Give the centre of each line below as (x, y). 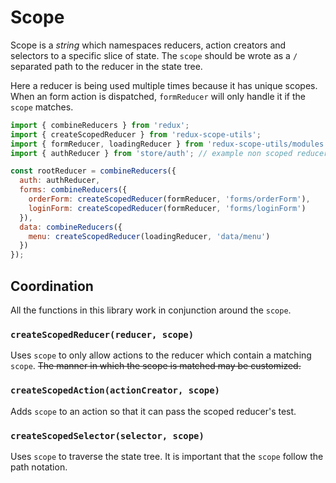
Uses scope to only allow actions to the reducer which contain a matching (161, 355)
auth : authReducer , (60, 181)
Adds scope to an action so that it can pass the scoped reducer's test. (153, 411)
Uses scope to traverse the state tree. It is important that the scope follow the (167, 456)
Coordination (52, 286)
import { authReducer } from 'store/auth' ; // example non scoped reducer (169, 153)
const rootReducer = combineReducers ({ (93, 171)
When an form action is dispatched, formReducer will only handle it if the (158, 96)
